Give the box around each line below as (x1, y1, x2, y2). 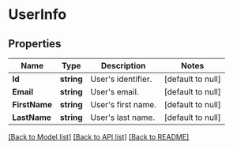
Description (100, 61, 146, 71)
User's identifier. (90, 73, 152, 84)
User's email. (90, 87, 140, 97)
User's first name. (90, 99, 156, 110)
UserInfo (8, 6, 67, 24)
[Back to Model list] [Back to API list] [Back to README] (8, 132, 190, 141)
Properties (8, 37, 62, 50)
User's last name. (90, 112, 156, 123)
